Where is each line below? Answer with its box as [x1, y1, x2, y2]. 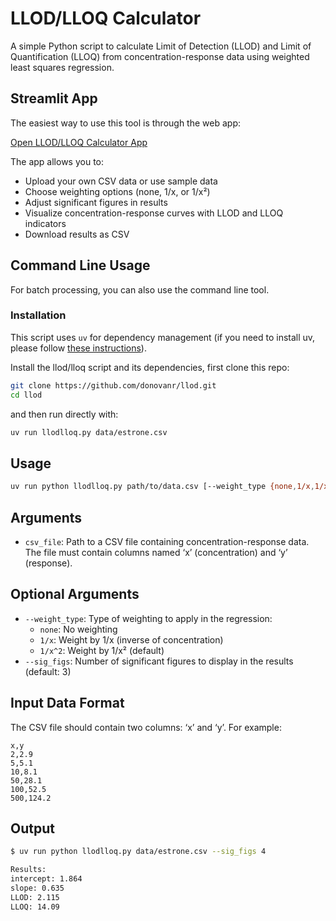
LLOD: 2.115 [10, 892, 60, 902]
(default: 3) [24, 665, 72, 677]
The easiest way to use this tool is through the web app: [10, 117, 241, 129]
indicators [24, 217, 67, 229]
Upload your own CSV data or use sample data [24, 175, 218, 187]
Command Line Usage [10, 257, 151, 274]
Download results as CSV [24, 228, 130, 240]
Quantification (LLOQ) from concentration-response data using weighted [10, 50, 310, 62]
